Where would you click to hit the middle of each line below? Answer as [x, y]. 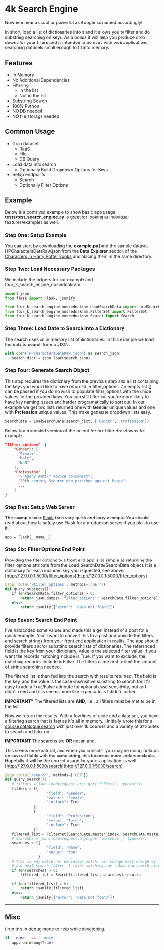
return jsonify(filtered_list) [52, 888]
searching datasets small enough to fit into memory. [57, 47]
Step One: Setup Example [36, 235]
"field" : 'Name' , [64, 848]
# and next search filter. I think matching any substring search [81, 866]
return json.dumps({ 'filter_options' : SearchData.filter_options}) [90, 598]
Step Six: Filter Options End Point [45, 549]
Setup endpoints [29, 174]
